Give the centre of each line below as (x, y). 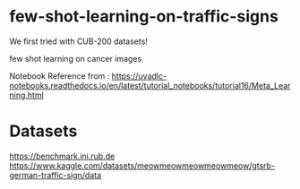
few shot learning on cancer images (76, 58)
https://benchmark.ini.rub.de (62, 156)
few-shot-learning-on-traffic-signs (144, 17)
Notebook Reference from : (60, 76)
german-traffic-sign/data (56, 175)
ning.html (27, 95)
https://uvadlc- (139, 76)
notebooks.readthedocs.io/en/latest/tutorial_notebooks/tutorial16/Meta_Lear (150, 85)
